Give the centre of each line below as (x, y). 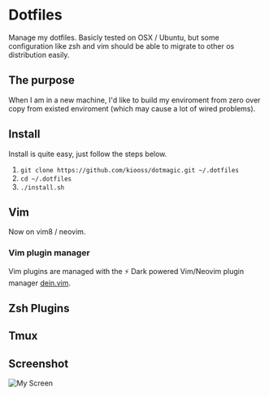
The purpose (41, 80)
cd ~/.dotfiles (46, 179)
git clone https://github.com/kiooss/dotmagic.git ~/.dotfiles (130, 170)
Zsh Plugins (39, 309)
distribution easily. (39, 54)
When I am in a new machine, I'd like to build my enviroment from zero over (134, 100)
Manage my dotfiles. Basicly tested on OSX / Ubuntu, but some (114, 37)
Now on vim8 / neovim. (47, 232)
